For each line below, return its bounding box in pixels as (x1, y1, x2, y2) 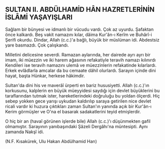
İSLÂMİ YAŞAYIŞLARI (5, 13, 73, 22)
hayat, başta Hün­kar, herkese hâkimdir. (5, 73, 85, 79)
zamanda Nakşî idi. (5, 129, 44, 135)
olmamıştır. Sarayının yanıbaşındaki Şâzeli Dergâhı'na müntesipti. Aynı (5, 123, 148, 129)
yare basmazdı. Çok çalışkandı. (5, 42, 69, 48)
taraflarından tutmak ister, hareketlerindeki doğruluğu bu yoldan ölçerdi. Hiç (5, 93, 160, 99)
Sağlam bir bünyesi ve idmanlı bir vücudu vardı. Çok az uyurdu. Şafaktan (5, 26, 154, 32)
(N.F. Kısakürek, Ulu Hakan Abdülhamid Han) (5, 138, 97, 144)
